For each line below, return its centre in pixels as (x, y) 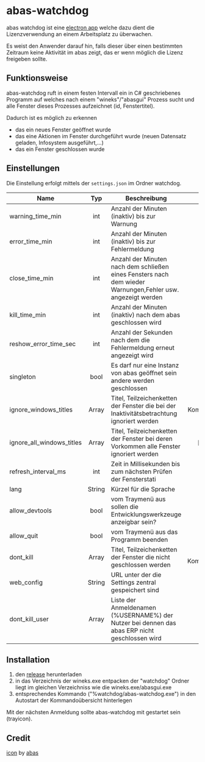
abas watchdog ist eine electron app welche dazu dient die (80, 28)
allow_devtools (31, 510)
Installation (28, 660)
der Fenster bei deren (142, 438)
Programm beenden (139, 539)
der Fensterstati (134, 479)
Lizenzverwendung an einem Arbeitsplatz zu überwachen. (80, 34)
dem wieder (128, 282)
